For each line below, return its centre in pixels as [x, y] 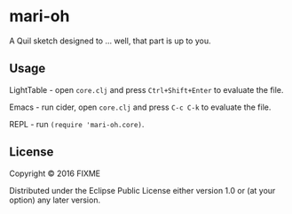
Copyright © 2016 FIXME [55, 173]
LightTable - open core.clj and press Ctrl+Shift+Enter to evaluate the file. [146, 89]
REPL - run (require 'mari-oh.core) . [77, 124]
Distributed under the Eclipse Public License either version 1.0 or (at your [142, 190]
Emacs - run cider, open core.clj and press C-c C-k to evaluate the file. [140, 107]
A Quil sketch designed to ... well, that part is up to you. [110, 41]
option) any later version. [55, 200]
